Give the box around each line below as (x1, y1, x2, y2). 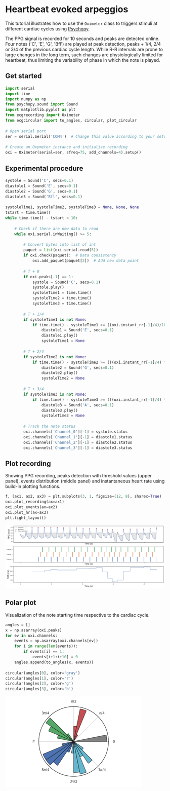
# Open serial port (5, 128, 47, 134)
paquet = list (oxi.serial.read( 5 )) (23, 247, 99, 253)
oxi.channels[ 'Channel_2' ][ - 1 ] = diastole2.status (23, 440, 133, 445)
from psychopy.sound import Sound (5, 102, 78, 107)
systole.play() (32, 285, 65, 290)
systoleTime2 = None (41, 376, 85, 381)
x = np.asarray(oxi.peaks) (5, 627, 62, 633)
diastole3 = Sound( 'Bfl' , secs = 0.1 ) (5, 194, 82, 199)
